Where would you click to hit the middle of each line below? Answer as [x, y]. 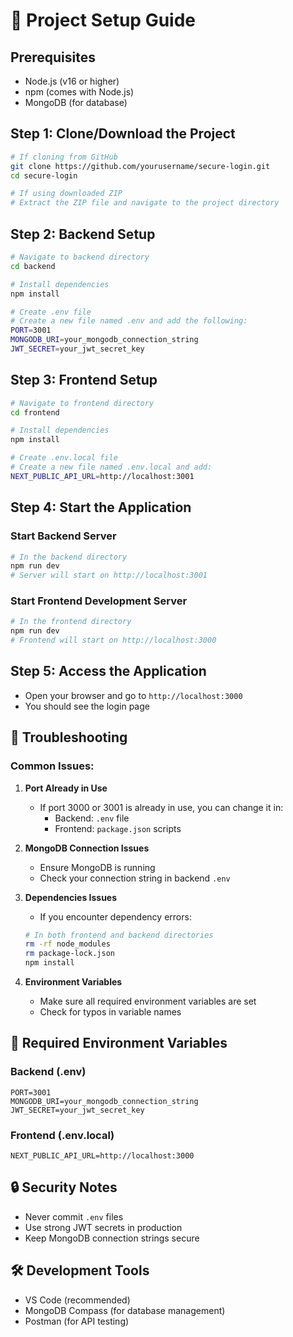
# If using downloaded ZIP [66, 194]
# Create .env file [51, 312]
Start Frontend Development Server [99, 601]
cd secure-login [44, 175]
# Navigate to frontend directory [82, 403]
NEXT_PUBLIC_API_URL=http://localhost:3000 [102, 1156]
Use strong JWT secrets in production [103, 1227]
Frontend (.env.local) [62, 1135]
